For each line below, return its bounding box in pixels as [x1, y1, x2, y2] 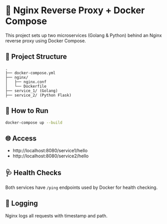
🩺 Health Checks [5, 168, 62, 177]
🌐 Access [5, 134, 37, 143]
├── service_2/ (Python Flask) [5, 93, 72, 98]
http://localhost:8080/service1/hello [12, 148, 88, 154]
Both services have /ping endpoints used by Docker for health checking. [5, 184, 158, 190]
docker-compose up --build [5, 120, 63, 125]
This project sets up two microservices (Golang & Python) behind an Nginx [5, 32, 162, 38]
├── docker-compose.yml [5, 70, 56, 75]
